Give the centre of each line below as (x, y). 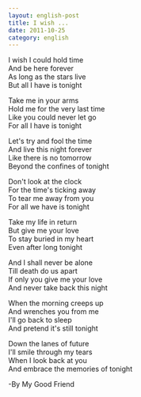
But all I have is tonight (45, 85)
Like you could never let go (52, 117)
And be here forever (41, 69)
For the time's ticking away (52, 190)
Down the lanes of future (49, 344)
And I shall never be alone (51, 263)
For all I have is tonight (45, 126)
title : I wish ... (38, 23)
